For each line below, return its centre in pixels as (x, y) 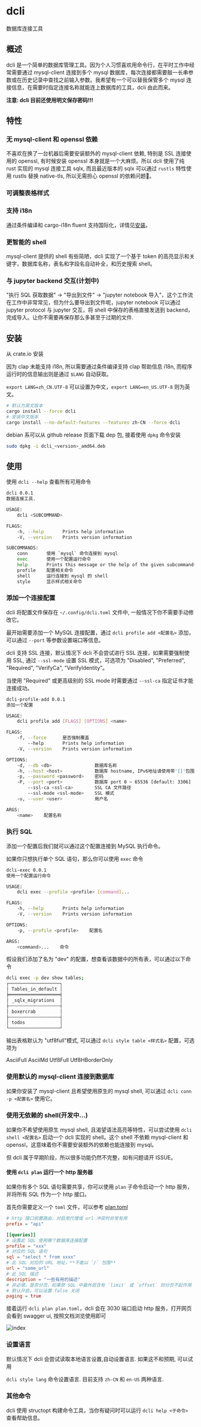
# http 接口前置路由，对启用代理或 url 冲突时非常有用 (67, 1219)
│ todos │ (34, 1023)
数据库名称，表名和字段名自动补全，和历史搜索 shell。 (89, 264)
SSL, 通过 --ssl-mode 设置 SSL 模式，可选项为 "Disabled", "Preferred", (99, 660)
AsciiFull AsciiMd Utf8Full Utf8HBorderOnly (60, 1060)
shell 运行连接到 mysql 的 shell (63, 576)
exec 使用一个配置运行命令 (54, 560)
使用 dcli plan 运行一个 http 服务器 (50, 1172)
